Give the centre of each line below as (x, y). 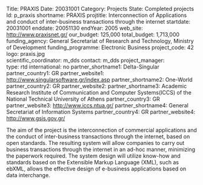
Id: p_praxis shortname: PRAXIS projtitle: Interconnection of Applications (97, 15)
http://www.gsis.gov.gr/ (36, 118)
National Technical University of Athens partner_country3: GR (83, 99)
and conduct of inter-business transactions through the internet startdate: (98, 22)
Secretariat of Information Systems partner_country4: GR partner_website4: (101, 112)
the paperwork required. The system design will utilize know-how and (93, 156)
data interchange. (28, 175)
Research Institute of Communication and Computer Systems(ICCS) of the (99, 92)
